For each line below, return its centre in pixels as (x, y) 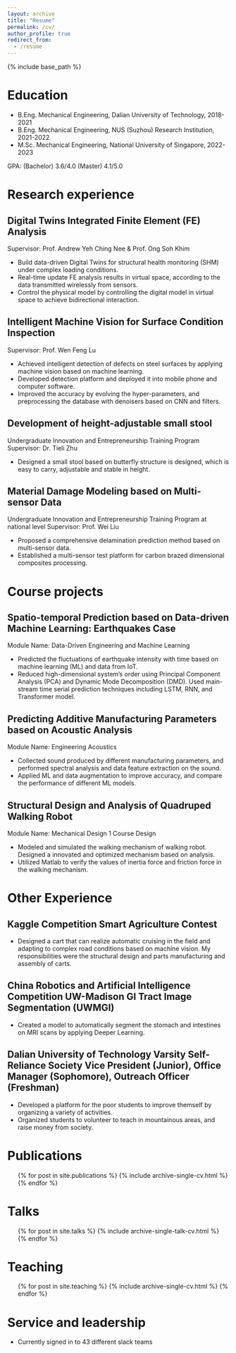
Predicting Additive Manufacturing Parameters (112, 719)
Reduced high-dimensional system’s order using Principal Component (119, 674)
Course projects (55, 591)
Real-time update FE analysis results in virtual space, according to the (119, 277)
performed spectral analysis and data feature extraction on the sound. (119, 768)
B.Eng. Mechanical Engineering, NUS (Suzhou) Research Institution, (116, 130)
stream (28, 689)
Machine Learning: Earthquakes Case (92, 628)
